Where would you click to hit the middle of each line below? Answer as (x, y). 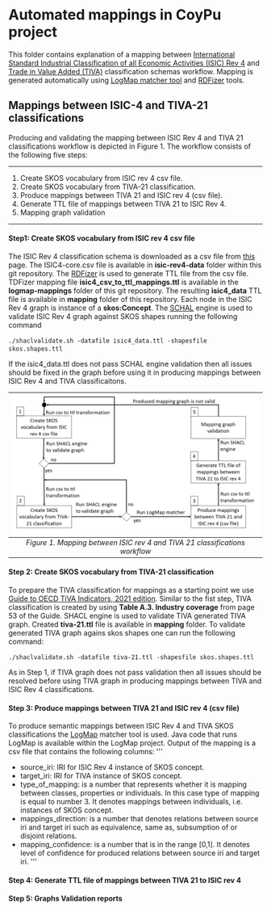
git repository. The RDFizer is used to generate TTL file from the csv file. (128, 273)
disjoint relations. (48, 836)
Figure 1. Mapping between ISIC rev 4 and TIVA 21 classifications (135, 543)
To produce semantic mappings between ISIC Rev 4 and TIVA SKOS (121, 726)
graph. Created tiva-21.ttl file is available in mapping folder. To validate (127, 624)
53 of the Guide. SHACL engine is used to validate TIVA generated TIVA (127, 616)
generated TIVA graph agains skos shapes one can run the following (122, 633)
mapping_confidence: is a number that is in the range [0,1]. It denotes (135, 845)
